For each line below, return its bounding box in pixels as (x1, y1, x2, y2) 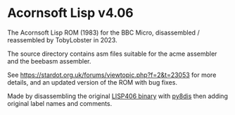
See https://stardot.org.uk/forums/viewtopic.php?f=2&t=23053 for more (7, 71, 217, 79)
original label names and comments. (7, 99, 113, 107)
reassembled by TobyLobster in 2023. (7, 35, 118, 44)
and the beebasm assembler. (7, 56, 91, 65)
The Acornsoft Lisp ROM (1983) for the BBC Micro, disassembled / (7, 28, 200, 37)
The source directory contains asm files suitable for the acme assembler (7, 49, 217, 58)
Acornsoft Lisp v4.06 (7, 5, 134, 21)
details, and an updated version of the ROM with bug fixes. (7, 78, 178, 86)
